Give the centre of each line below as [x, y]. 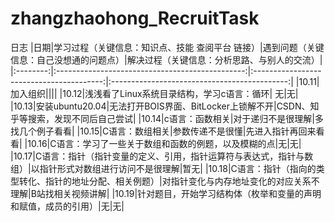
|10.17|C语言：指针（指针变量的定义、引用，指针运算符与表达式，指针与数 [162, 156]
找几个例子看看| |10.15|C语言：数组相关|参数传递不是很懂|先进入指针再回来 [163, 131]
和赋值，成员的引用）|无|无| [67, 206]
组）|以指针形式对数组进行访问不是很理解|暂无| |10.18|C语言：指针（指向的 [163, 168]
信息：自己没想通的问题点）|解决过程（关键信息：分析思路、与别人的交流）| [166, 59]
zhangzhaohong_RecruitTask [135, 18]
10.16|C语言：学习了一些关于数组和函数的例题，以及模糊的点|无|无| [164, 143]
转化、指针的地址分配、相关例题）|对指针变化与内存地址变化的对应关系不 [169, 181]
